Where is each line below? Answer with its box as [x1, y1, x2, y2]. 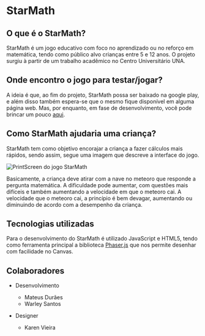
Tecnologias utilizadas [6, 218, 94, 230]
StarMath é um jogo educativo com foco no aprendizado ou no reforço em [6, 44, 194, 51]
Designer [15, 312, 39, 319]
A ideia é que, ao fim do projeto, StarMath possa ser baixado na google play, [6, 91, 199, 99]
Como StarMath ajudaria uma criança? [6, 129, 157, 139]
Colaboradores [6, 266, 65, 276]
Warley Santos [24, 301, 61, 308]
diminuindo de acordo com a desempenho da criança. [6, 201, 143, 208]
